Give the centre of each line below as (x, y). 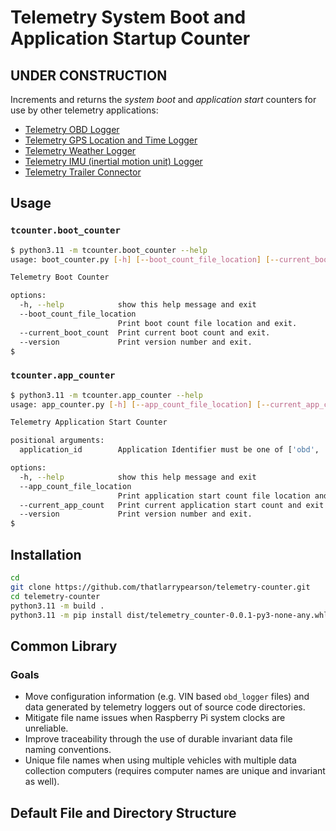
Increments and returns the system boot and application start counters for (163, 99)
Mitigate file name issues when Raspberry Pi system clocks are (155, 718)
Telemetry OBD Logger (72, 129)
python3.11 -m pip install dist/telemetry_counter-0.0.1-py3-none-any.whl (169, 615)
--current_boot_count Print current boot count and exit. (145, 332)
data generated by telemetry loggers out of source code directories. (165, 707)
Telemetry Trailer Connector (83, 172)
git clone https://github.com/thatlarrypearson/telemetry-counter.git (160, 587)
